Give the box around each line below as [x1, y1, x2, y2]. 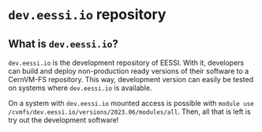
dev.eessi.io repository [8, 6, 167, 24]
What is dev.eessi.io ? [8, 37, 118, 51]
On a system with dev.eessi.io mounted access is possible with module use [8, 99, 254, 107]
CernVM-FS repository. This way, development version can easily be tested [8, 75, 254, 84]
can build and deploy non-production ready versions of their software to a [8, 66, 249, 76]
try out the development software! [8, 115, 119, 124]
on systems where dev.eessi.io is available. [8, 83, 152, 92]
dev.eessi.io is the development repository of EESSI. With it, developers [8, 58, 245, 67]
